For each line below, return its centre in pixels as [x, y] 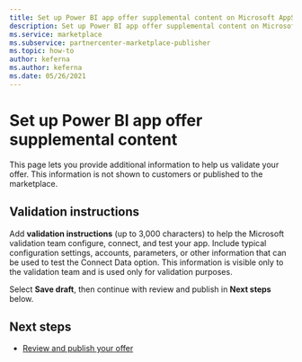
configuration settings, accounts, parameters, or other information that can [148, 252]
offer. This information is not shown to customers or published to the [136, 174]
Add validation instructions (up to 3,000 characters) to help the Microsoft [147, 234]
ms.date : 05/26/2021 [48, 76]
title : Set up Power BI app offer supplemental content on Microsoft [142, 18]
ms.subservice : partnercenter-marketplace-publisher [110, 43]
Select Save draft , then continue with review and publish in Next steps [140, 289]
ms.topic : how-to [42, 51]
